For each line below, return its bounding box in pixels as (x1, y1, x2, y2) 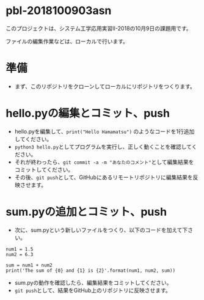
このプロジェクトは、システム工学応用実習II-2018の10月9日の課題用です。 (5, 24, 192, 32)
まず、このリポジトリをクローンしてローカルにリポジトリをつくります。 (14, 82, 196, 90)
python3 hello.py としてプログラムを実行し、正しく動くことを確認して (14, 143, 192, 150)
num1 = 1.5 (5, 246, 34, 252)
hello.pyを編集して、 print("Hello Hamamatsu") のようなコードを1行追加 (14, 128, 195, 135)
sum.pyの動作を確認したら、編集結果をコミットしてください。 (14, 279, 172, 286)
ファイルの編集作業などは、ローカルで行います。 (5, 37, 129, 45)
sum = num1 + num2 (5, 262, 53, 268)
